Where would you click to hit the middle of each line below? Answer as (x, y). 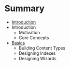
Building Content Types (42, 48)
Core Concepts (34, 38)
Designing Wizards (37, 58)
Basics (18, 43)
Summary (24, 9)
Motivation (29, 32)
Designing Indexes (37, 53)
